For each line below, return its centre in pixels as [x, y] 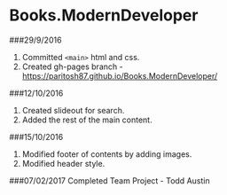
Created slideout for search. [73, 110]
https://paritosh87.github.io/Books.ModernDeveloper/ [120, 75]
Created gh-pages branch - [72, 66]
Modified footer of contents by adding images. [107, 154]
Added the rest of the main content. [87, 120]
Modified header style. [63, 163]
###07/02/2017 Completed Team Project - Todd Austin [110, 180]
